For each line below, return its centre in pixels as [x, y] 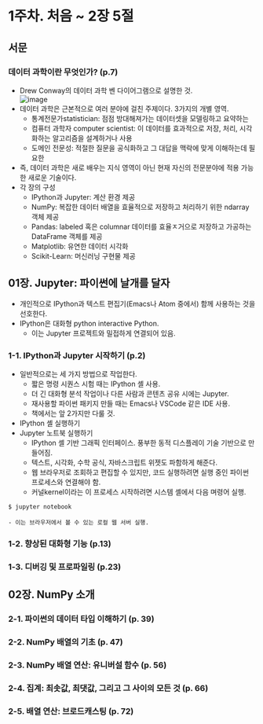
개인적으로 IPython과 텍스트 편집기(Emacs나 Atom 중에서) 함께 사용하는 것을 [137, 303]
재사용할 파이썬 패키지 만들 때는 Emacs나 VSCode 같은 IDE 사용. [130, 403]
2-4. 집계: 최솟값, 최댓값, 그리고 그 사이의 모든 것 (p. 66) [108, 688]
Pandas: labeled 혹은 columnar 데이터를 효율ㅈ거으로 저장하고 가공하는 [141, 226]
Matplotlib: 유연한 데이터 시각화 [80, 246]
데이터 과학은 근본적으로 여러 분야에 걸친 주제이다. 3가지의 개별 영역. [124, 108]
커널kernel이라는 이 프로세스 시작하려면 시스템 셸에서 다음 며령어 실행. [139, 491]
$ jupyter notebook [40, 507]
